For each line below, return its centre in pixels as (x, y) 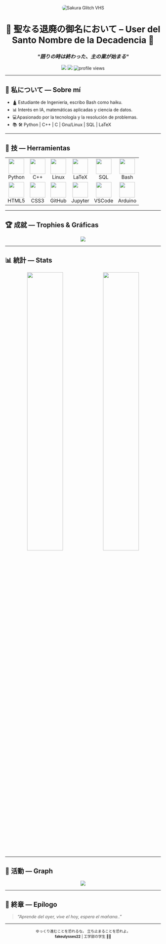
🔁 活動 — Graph (29, 871)
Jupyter (81, 201)
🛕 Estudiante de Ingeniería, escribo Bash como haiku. (67, 102)
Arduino (127, 201)
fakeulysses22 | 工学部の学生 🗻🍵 (83, 937)
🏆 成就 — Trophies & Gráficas (52, 225)
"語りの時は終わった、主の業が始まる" (83, 57)
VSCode (104, 201)
